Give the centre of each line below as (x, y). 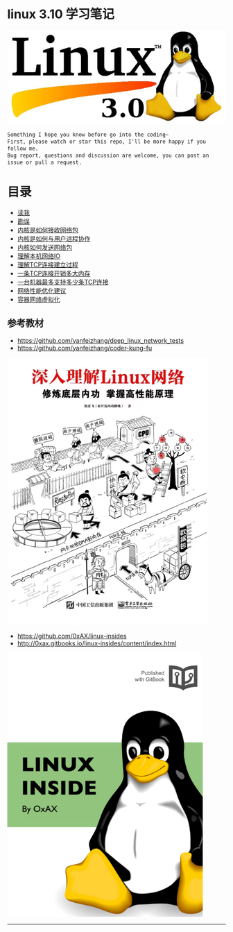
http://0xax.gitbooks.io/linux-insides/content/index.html (97, 643)
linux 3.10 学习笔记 (61, 14)
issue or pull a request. (44, 162)
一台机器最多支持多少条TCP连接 (63, 282)
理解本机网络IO (39, 256)
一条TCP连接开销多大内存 (54, 273)
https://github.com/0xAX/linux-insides (72, 636)
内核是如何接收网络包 (48, 230)
